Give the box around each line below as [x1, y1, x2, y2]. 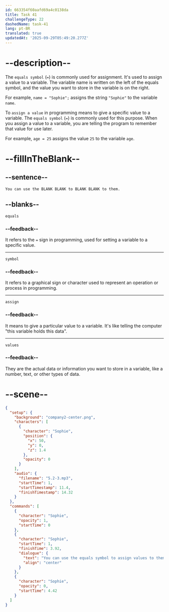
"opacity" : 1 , [18, 518, 49, 523]
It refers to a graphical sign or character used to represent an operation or [5, 280, 158, 286]
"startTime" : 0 [18, 523, 51, 528]
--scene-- [5, 389, 48, 400]
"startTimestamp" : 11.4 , [18, 485, 71, 490]
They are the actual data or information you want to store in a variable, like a [5, 365, 163, 371]
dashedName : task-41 [5, 21, 49, 27]
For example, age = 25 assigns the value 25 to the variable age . [5, 135, 135, 141]
